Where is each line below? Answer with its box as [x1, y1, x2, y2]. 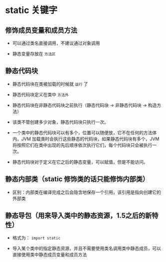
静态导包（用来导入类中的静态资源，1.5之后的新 [5, 212, 152, 220]
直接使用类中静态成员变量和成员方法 [12, 252, 87, 258]
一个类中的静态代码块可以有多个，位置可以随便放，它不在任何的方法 [12, 129, 153, 135]
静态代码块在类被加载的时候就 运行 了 [12, 81, 88, 87]
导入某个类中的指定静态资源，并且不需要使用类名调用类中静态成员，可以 [12, 246, 161, 252]
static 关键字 [5, 4, 58, 16]
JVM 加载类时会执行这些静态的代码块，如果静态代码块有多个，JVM [21, 136, 160, 142]
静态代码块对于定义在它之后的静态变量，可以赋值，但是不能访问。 [12, 159, 148, 165]
